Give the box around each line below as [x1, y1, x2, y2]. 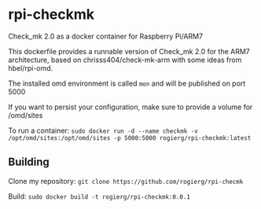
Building [8, 156, 50, 169]
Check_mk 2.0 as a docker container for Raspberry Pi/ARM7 [8, 31, 203, 41]
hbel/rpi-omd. [8, 63, 53, 72]
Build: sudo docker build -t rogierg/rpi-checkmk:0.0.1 [8, 191, 191, 201]
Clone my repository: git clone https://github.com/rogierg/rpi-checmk [8, 176, 244, 185]
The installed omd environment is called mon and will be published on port [8, 79, 246, 88]
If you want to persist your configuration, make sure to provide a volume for [8, 102, 253, 112]
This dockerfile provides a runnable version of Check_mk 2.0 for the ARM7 [8, 46, 250, 56]
